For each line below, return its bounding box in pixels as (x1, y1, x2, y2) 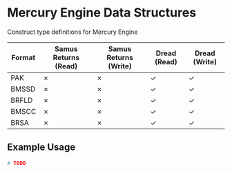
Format (11, 52, 36, 62)
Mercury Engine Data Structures (7, 5, 197, 21)
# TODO (7, 160, 26, 166)
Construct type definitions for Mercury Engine (7, 28, 138, 36)
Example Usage (7, 142, 76, 153)
